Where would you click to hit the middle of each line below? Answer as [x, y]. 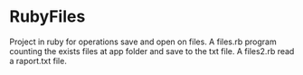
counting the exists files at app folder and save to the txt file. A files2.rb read [152, 51]
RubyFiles [47, 17]
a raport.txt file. [38, 61]
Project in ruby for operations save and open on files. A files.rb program [143, 42]
